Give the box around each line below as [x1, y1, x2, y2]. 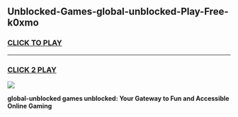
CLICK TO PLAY [7, 38, 62, 48]
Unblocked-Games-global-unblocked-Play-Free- [7, 6, 229, 18]
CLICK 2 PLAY [7, 65, 57, 74]
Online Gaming [7, 101, 52, 110]
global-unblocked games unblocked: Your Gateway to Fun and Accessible [7, 94, 229, 102]
